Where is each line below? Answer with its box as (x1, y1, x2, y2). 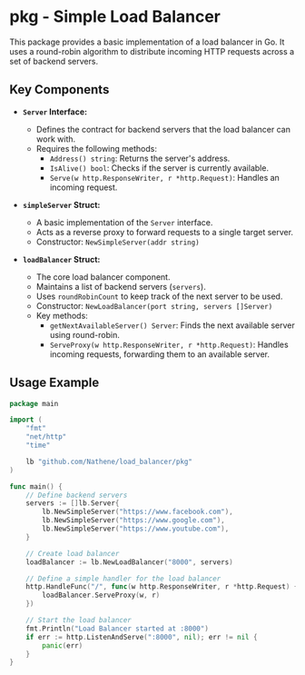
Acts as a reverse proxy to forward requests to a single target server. (35, 226, 293, 237)
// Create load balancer (25, 549, 120, 558)
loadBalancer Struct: (22, 253, 101, 264)
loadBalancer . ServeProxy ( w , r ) (42, 591, 161, 601)
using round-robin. (49, 329, 120, 340)
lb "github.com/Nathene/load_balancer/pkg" (25, 457, 193, 466)
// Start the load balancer (25, 616, 132, 625)
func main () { (9, 481, 64, 491)
